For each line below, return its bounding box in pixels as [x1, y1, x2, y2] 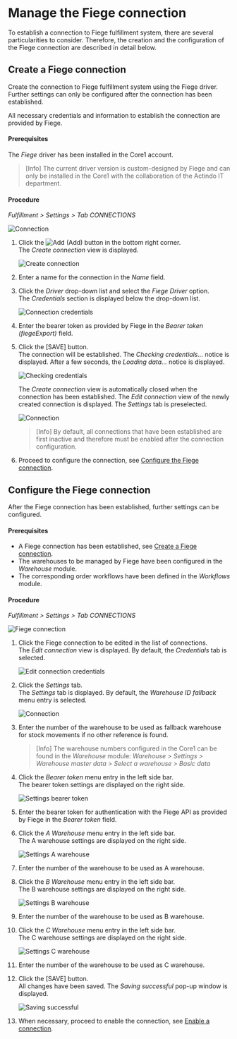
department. [25, 178, 62, 188]
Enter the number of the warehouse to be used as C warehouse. [18, 961, 205, 969]
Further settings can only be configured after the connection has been [8, 90, 212, 98]
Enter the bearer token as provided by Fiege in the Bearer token [18, 322, 204, 330]
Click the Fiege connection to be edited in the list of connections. [18, 638, 208, 647]
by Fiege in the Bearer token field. [18, 815, 117, 824]
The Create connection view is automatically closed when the [18, 385, 198, 394]
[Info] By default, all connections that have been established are [35, 427, 222, 436]
